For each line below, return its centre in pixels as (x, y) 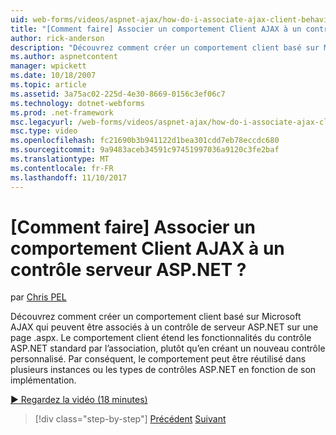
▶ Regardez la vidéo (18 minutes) (79, 400)
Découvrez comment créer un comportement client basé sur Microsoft (156, 317)
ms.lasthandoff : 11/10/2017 (69, 177)
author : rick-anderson (57, 38)
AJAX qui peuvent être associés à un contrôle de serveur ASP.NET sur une (164, 327)
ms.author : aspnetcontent (64, 57)
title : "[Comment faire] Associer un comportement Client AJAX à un (156, 29)
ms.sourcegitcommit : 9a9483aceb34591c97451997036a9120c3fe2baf (145, 150)
